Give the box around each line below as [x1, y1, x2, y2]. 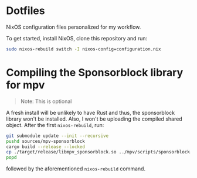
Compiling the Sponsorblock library [6, 66, 184, 79]
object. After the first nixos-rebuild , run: [6, 121, 104, 128]
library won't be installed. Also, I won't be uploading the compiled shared [6, 115, 183, 122]
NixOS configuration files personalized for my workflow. [6, 23, 141, 30]
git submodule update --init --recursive [6, 133, 109, 139]
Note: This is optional [20, 98, 72, 105]
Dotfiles [6, 4, 45, 18]
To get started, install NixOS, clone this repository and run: [6, 35, 148, 42]
